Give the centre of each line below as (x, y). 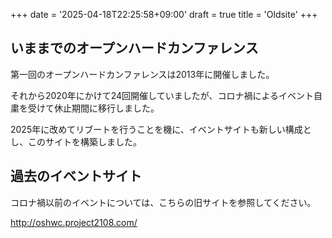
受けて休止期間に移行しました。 (93, 108)
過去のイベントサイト (76, 176)
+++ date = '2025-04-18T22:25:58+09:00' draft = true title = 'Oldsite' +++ (164, 14)
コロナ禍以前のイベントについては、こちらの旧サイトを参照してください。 (163, 202)
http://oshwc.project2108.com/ (74, 222)
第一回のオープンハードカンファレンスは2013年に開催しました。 (142, 74)
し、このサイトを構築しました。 (76, 141)
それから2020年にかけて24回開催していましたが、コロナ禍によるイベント (162, 95)
